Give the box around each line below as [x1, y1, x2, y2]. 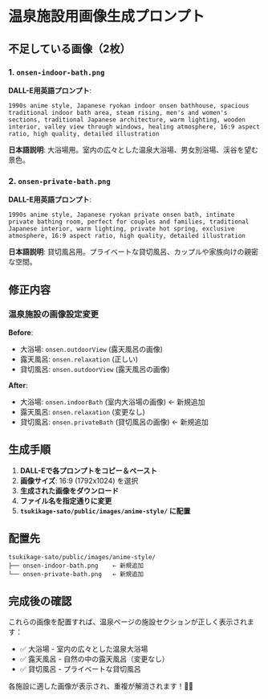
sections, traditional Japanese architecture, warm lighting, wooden [8, 116, 246, 124]
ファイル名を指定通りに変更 [19, 496, 112, 505]
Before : [8, 327, 34, 337]
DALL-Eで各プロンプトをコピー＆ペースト [19, 465, 158, 475]
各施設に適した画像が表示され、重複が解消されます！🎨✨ [8, 681, 194, 691]
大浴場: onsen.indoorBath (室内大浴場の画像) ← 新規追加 [19, 397, 205, 407]
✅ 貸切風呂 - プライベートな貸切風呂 [19, 664, 141, 674]
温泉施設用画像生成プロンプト [8, 7, 205, 26]
